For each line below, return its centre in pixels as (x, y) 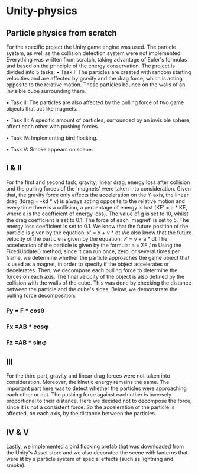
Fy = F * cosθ (25, 311)
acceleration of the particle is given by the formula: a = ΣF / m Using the (94, 245)
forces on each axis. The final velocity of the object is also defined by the (95, 276)
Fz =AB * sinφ (27, 343)
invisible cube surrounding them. (46, 91)
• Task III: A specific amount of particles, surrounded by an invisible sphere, (98, 120)
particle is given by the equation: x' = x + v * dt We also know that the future (99, 233)
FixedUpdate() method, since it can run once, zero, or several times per (93, 251)
